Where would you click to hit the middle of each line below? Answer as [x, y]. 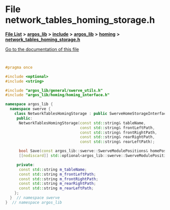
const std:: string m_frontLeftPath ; [57, 174]
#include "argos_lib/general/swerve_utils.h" [54, 90]
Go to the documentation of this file [42, 49]
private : [26, 165]
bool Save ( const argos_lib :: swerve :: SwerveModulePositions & [83, 151]
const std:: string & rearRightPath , [118, 137]
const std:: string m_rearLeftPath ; [56, 188]
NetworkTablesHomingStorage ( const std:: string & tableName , [82, 123]
